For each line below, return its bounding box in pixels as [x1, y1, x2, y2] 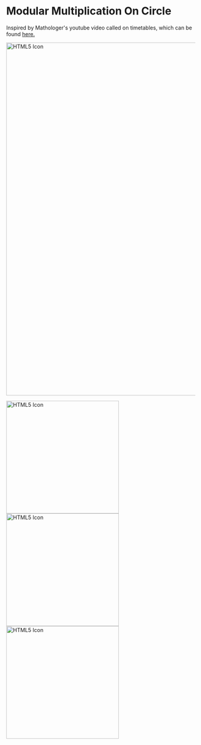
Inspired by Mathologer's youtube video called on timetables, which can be [6, 24, 193, 31]
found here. [6, 30, 35, 37]
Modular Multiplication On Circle [6, 4, 172, 18]
